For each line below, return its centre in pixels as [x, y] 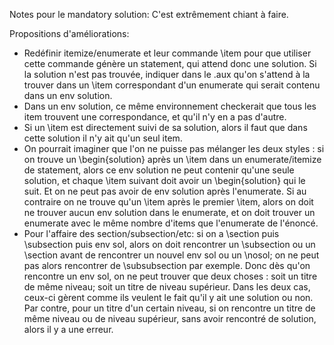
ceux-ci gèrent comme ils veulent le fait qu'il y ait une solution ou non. [168, 297]
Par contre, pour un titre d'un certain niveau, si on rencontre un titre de [169, 308]
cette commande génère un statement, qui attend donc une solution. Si [170, 63]
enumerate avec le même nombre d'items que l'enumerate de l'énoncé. [171, 223]
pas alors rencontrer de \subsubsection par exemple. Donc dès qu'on [167, 265]
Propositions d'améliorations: [69, 33]
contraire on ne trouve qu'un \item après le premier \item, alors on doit [168, 202]
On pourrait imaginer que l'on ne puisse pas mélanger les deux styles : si [174, 148]
